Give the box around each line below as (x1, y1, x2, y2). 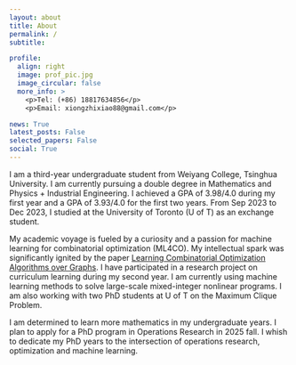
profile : (9, 54, 42, 63)
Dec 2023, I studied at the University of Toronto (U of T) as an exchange (9, 207, 274, 217)
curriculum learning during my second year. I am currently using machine (9, 271, 278, 281)
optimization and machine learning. (9, 345, 139, 356)
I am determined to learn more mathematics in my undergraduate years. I (9, 317, 277, 328)
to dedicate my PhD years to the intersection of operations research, (9, 336, 260, 346)
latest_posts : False (9, 128, 86, 137)
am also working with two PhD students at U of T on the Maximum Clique (9, 290, 277, 301)
